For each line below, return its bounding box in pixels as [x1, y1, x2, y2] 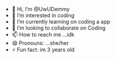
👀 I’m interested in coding [11, 12, 75, 19]
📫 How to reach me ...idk [11, 31, 75, 38]
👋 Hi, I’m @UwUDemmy [11, 6, 70, 12]
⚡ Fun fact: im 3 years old [11, 46, 75, 53]
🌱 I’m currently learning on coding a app [11, 18, 111, 25]
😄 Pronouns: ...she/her [11, 40, 69, 47]
